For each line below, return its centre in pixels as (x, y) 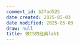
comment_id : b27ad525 (33, 12)
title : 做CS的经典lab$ (33, 34)
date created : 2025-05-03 (38, 17)
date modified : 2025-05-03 (40, 23)
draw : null (20, 28)
